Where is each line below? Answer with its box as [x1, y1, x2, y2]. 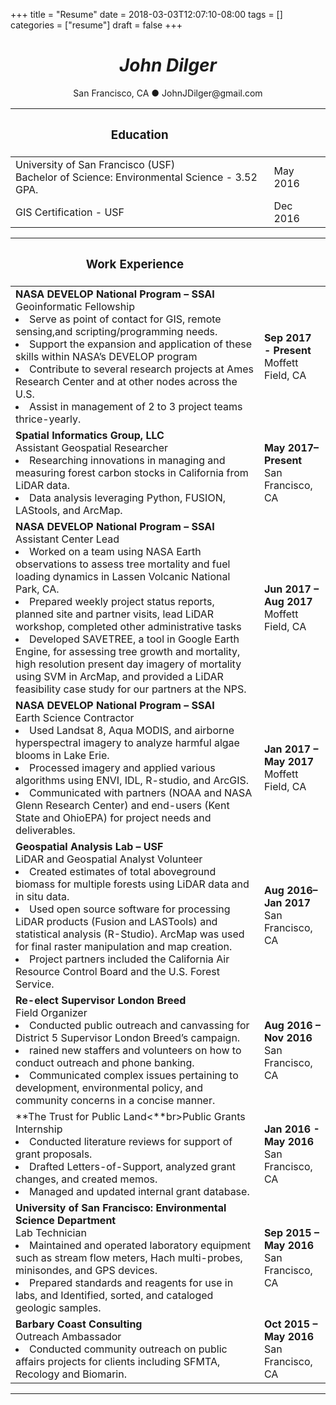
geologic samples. [15, 1300, 102, 1314]
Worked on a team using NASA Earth [29, 544, 202, 558]
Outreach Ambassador [15, 1329, 122, 1343]
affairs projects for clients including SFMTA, [15, 1354, 221, 1368]
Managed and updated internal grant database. [29, 1184, 250, 1198]
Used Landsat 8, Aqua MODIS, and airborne [29, 723, 235, 737]
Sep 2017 [263, 330, 312, 344]
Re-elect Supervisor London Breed [15, 993, 187, 1007]
